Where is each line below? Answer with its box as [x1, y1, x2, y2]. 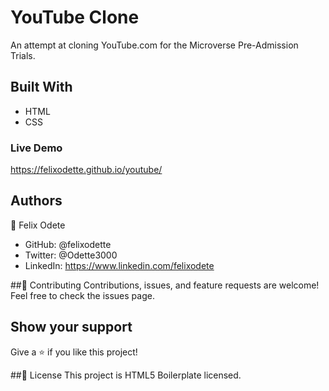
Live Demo [10, 141, 63, 155]
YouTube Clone [10, 6, 140, 29]
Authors [10, 192, 63, 210]
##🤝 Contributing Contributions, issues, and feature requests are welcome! [10, 279, 320, 291]
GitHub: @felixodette [24, 238, 112, 250]
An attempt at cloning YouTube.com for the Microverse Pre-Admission [10, 39, 299, 51]
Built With [10, 79, 73, 96]
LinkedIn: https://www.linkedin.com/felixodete [24, 259, 215, 271]
